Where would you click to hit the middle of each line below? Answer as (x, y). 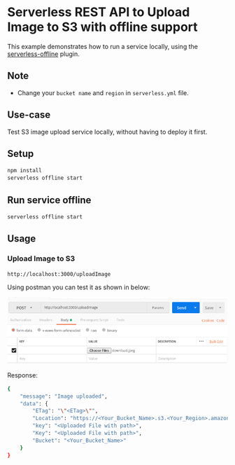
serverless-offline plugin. (43, 54)
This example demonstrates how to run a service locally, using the (102, 46)
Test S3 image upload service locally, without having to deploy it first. (107, 132)
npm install (24, 171)
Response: (23, 375)
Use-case (29, 115)
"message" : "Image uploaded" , (64, 396)
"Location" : (50, 418)
